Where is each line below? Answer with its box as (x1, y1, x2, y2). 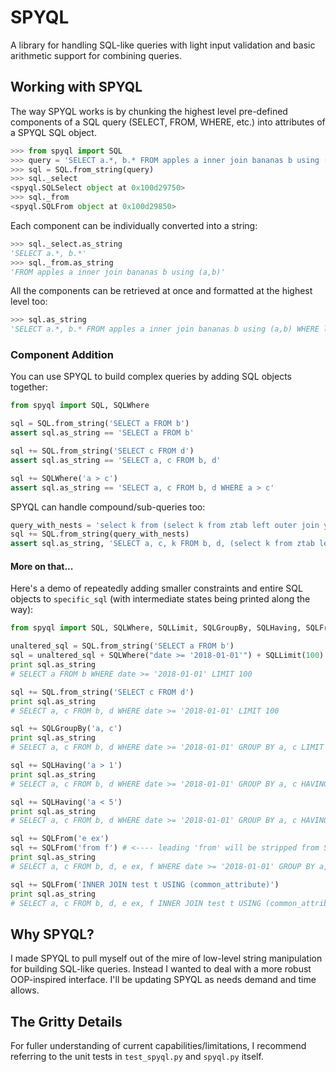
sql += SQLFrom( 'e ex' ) (10, 834, 110, 844)
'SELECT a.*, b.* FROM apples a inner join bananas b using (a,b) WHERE (10, 324, 320, 335)
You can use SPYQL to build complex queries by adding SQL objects (10, 371, 292, 383)
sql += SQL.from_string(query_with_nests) (10, 529, 190, 540)
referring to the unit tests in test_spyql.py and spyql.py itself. (10, 1051, 264, 1062)
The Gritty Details (10, 1013, 123, 1030)
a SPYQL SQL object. (10, 126, 97, 138)
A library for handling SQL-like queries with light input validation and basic (10, 39, 316, 51)
